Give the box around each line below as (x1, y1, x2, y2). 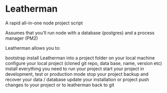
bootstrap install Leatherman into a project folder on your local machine (5, 54, 155, 61)
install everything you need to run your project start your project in (5, 66, 145, 72)
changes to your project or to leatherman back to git (5, 82, 115, 88)
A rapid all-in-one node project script (5, 20, 83, 26)
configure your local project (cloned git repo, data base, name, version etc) (5, 60, 162, 66)
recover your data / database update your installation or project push (5, 76, 149, 82)
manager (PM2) (5, 35, 38, 41)
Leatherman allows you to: (5, 45, 61, 51)
